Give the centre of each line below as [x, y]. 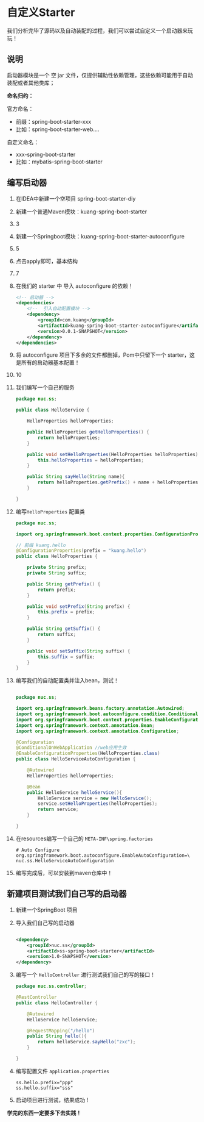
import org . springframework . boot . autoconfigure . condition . [92, 714]
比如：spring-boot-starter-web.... [57, 129]
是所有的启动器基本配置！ [48, 363]
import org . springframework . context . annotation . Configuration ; [97, 731]
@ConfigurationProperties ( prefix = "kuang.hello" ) [81, 551]
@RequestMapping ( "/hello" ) [61, 1031]
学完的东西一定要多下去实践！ [44, 1113]
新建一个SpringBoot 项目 [46, 910]
